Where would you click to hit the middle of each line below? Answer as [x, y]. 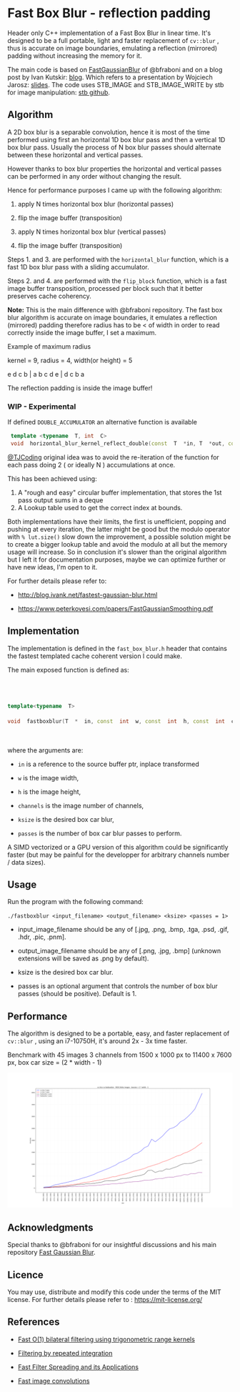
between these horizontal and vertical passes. [75, 154]
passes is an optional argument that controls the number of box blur [117, 986]
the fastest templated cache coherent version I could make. [95, 656]
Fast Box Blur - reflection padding [109, 13]
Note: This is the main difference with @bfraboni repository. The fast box [115, 309]
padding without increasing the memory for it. [75, 56]
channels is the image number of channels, [81, 805]
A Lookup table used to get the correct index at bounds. [100, 507]
